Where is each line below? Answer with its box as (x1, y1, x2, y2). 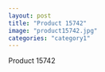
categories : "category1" (8, 34, 91, 42)
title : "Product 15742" (8, 19, 87, 27)
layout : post (8, 11, 52, 20)
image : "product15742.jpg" (8, 26, 98, 34)
